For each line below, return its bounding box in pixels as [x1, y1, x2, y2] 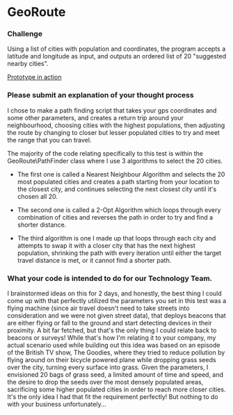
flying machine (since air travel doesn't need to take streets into [7, 304, 190, 313]
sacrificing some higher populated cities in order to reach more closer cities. [7, 385, 226, 393]
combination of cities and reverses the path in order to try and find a [17, 213, 214, 221]
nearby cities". [7, 60, 49, 68]
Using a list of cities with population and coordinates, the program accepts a [7, 44, 226, 53]
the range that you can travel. [7, 136, 92, 144]
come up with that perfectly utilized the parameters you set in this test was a [7, 297, 227, 305]
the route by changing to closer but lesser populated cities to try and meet [7, 128, 220, 136]
